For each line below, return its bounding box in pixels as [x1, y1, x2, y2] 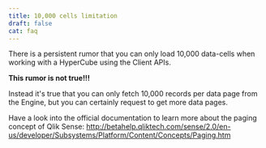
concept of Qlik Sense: [8, 122, 85, 132]
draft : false [8, 19, 53, 27]
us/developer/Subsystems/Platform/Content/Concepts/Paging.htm [8, 130, 231, 140]
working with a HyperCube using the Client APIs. [8, 57, 172, 67]
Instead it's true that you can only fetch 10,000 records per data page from [8, 89, 258, 99]
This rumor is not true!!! [8, 74, 91, 83]
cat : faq [8, 27, 38, 35]
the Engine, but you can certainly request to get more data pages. [8, 98, 229, 108]
